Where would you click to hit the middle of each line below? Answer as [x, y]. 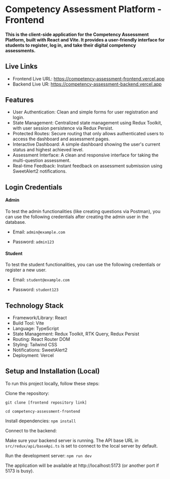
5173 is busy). [20, 471]
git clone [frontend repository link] [46, 403]
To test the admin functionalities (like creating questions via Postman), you [83, 211]
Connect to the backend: [31, 430]
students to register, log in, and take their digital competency [71, 45]
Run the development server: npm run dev [49, 455]
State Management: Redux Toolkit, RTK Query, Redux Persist [76, 334]
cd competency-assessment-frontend [43, 411]
